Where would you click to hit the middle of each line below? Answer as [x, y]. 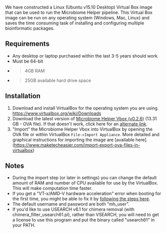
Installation [23, 96]
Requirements [27, 44]
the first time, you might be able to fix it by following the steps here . [81, 199]
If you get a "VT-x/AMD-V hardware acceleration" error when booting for [87, 194]
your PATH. [24, 225]
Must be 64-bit [28, 61]
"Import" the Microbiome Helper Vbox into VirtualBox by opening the [82, 129]
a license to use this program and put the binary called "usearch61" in [83, 220]
